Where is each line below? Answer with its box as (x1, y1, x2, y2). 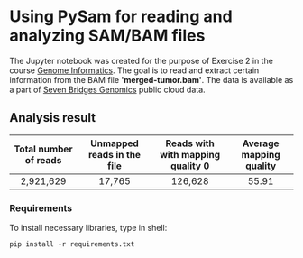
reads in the (88, 148, 142, 161)
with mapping (159, 148, 221, 161)
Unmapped (89, 137, 140, 150)
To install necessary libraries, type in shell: (9, 223, 168, 234)
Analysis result (9, 110, 96, 125)
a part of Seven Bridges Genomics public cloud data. (9, 84, 206, 95)
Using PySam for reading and (9, 6, 233, 27)
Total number (14, 143, 73, 155)
